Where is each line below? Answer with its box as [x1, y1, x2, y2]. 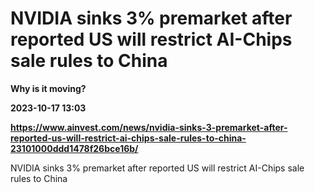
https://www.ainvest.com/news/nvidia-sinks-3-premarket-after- [10, 121, 288, 133]
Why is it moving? [10, 82, 87, 94]
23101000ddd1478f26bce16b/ [10, 142, 139, 154]
